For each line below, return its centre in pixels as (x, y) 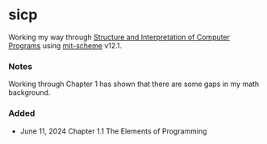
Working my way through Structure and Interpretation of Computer (119, 37)
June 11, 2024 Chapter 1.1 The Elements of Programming (113, 131)
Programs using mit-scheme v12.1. (65, 45)
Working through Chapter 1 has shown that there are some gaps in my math (134, 84)
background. (29, 93)
